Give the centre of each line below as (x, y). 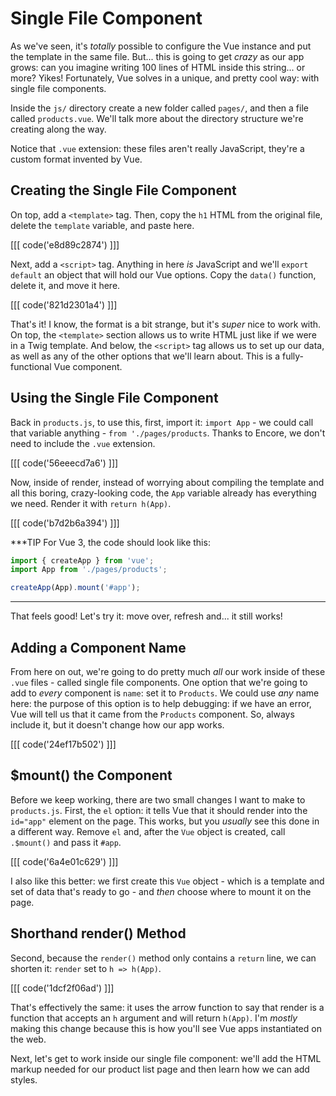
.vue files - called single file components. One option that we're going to (159, 682)
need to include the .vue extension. (83, 443)
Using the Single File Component (114, 398)
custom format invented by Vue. (76, 159)
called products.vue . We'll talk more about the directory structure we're (157, 118)
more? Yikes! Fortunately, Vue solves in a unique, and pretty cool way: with (165, 78)
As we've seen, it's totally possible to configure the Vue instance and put (161, 46)
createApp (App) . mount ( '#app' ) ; (75, 588)
